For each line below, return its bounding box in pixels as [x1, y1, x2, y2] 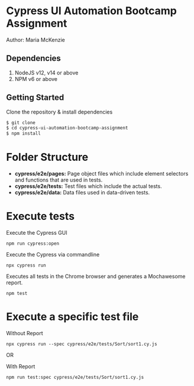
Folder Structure [6, 151, 89, 164]
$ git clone [6, 119, 35, 125]
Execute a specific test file [6, 310, 139, 323]
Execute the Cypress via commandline [6, 251, 100, 258]
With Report [6, 363, 35, 370]
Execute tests [6, 210, 75, 223]
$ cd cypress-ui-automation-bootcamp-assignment [6, 125, 128, 131]
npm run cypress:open [6, 241, 60, 246]
